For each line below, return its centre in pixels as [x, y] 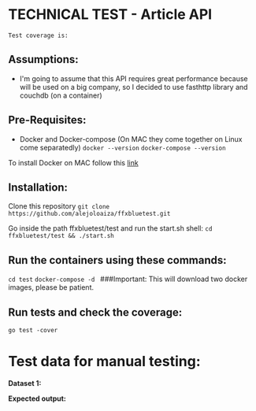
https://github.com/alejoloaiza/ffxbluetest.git [89, 214]
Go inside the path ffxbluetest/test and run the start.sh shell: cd [110, 228]
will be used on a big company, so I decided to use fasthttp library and [134, 87]
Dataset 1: [25, 383]
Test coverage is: [38, 35]
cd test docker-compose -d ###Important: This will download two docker [128, 279]
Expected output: [37, 398]
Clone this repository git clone [59, 206]
